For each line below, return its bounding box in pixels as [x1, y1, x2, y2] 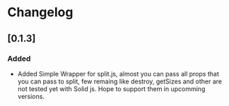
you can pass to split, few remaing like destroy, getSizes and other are [17, 77, 223, 86]
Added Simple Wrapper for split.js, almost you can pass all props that [17, 69, 219, 78]
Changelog [7, 4, 74, 20]
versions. [17, 92, 45, 100]
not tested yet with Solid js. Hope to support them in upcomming [17, 84, 206, 93]
